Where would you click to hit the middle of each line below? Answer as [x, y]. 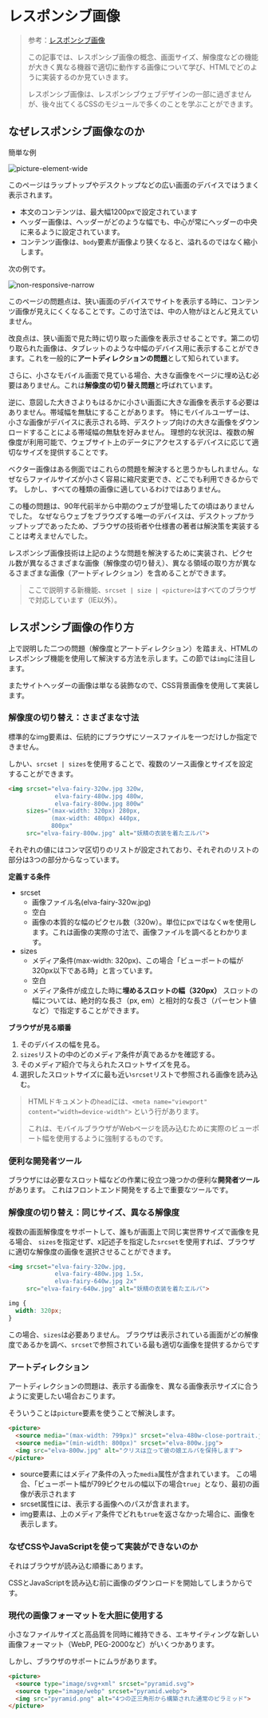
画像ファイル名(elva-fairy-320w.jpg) [91, 902]
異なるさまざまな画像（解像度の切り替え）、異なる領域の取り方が [136, 563]
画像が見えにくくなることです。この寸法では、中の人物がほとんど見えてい [136, 311]
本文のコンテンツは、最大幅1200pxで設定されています [108, 212]
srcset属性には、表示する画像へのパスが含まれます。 [106, 1504]
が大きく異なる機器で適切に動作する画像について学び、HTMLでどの [139, 67]
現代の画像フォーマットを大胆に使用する [86, 1615]
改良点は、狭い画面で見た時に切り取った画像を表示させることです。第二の [130, 338]
